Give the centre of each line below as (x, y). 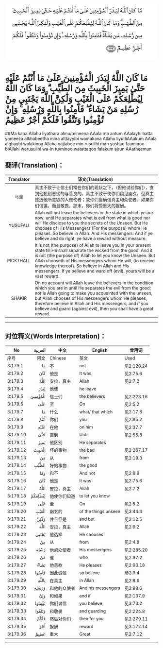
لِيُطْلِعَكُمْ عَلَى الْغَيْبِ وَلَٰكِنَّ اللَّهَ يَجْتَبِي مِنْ (74, 99)
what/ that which (96, 411)
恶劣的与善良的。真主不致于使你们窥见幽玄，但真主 (103, 193)
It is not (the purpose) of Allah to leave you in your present (93, 245)
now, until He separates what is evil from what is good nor (92, 218)
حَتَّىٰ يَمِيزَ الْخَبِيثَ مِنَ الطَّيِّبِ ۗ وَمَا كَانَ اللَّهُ (75, 88)
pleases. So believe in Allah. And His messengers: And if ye (94, 233)
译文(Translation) (95, 179)
